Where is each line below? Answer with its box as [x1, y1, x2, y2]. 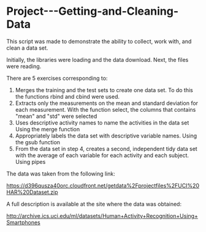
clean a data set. [6, 44, 48, 52]
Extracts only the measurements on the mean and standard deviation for [15, 99, 198, 107]
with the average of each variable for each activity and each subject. [15, 152, 189, 159]
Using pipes [15, 158, 46, 165]
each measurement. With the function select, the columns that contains [15, 106, 196, 113]
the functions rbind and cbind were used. [15, 93, 120, 100]
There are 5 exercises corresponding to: [6, 74, 108, 82]
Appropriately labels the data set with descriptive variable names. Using [15, 132, 197, 139]
